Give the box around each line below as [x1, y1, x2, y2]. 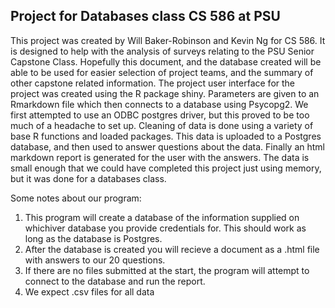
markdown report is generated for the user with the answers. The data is [10, 151, 310, 163]
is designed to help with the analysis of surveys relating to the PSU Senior [10, 45, 315, 57]
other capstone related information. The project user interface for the [10, 77, 296, 89]
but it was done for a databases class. [10, 172, 167, 184]
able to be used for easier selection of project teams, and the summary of [10, 66, 314, 78]
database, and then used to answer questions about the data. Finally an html [10, 140, 326, 153]
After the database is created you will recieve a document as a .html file [24, 243, 320, 255]
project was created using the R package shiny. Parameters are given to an [10, 87, 320, 99]
